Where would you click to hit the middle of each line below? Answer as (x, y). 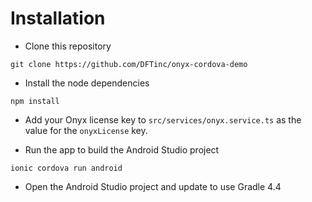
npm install (35, 101)
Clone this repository (68, 46)
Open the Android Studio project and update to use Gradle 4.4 (153, 186)
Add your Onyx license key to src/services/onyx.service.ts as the (163, 119)
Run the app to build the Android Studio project (122, 149)
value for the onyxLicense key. (86, 130)
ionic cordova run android (66, 168)
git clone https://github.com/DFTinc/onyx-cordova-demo (129, 64)
